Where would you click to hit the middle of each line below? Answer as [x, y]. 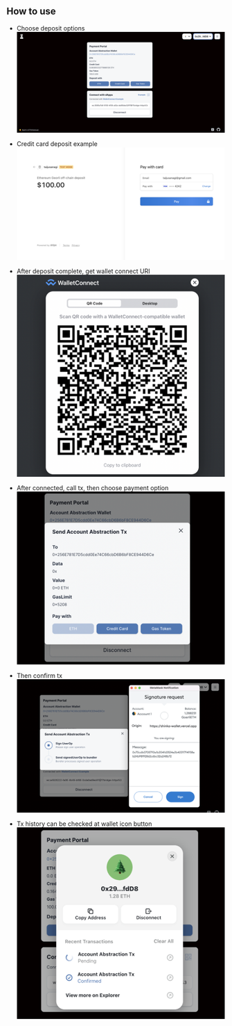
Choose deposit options [51, 28]
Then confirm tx [39, 676]
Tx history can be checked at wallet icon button [84, 824]
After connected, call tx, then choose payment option [92, 488]
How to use [31, 11]
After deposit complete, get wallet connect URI [83, 271]
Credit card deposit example [57, 144]
